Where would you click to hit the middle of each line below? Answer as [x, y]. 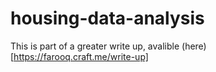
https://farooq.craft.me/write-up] [81, 56]
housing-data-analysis [107, 18]
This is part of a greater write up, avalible [95, 46]
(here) [194, 46]
